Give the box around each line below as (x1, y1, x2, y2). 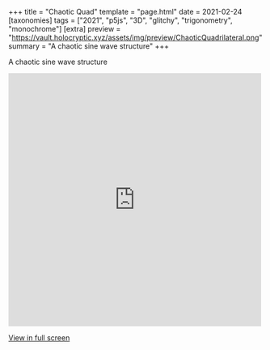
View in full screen (8, 333, 70, 343)
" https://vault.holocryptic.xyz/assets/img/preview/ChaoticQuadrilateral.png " (8, 32, 263, 42)
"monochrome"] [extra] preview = (8, 24, 121, 33)
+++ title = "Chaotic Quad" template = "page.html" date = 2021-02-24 (8, 7, 243, 16)
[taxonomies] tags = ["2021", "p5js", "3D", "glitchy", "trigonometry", (8, 15, 233, 25)
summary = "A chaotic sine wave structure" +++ (8, 41, 170, 51)
